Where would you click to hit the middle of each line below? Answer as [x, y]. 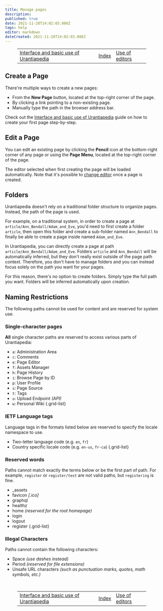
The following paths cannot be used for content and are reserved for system [81, 309]
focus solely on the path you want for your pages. [55, 267]
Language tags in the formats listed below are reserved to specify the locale [81, 427]
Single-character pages [34, 326]
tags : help [16, 28]
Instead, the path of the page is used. [43, 212]
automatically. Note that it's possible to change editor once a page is [74, 174]
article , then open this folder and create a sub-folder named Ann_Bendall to [81, 232]
